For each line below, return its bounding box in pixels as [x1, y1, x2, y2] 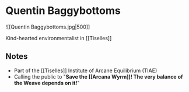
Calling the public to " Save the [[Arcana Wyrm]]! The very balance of [13, 73, 183, 80]
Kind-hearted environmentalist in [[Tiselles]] [5, 34, 112, 41]
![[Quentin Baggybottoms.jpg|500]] [5, 23, 90, 30]
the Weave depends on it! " [13, 79, 80, 86]
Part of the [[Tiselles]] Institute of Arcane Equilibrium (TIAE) [13, 67, 157, 74]
